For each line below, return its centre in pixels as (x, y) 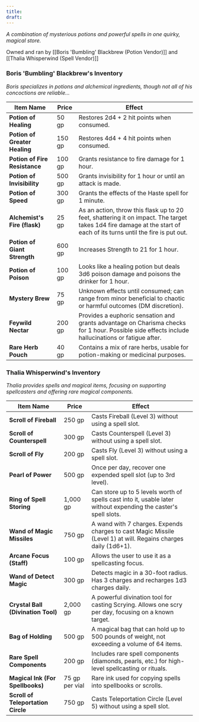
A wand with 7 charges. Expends (137, 524)
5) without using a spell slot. (131, 707)
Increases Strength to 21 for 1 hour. (129, 249)
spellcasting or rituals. (137, 669)
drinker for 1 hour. (104, 281)
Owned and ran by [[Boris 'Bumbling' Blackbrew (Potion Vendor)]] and (92, 52)
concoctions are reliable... (38, 93)
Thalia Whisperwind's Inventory (53, 373)
